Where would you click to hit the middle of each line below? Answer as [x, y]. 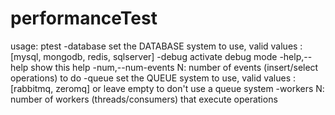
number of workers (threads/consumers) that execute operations [144, 99]
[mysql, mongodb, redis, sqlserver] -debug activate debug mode [144, 56]
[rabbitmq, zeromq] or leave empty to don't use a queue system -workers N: [167, 88]
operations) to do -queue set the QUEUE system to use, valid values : [153, 78]
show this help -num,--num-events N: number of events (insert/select [174, 67]
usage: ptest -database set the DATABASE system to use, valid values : [156, 46]
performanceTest [84, 18]
